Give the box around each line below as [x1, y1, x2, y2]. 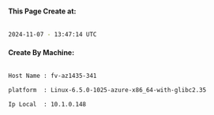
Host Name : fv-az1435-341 [8, 72, 97, 80]
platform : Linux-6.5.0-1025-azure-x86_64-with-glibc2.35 [8, 87, 207, 95]
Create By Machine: [8, 47, 75, 57]
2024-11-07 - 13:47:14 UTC [8, 31, 97, 39]
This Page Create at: [8, 6, 77, 16]
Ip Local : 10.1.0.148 [8, 101, 87, 109]
